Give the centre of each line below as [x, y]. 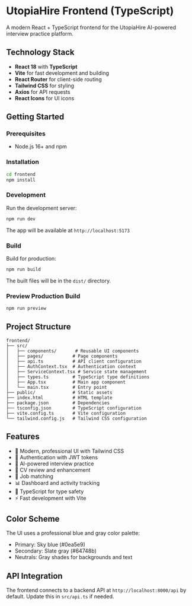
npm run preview [26, 309]
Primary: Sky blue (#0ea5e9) [50, 545]
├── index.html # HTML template [59, 398]
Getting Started [35, 117]
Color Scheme [33, 519]
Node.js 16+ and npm [41, 147]
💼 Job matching [34, 476]
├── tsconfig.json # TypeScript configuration [74, 408]
